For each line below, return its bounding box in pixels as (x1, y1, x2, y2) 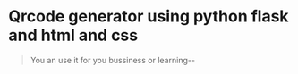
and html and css (8, 25, 139, 45)
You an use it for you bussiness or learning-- (30, 54, 196, 65)
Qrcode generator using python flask (8, 6, 289, 27)
